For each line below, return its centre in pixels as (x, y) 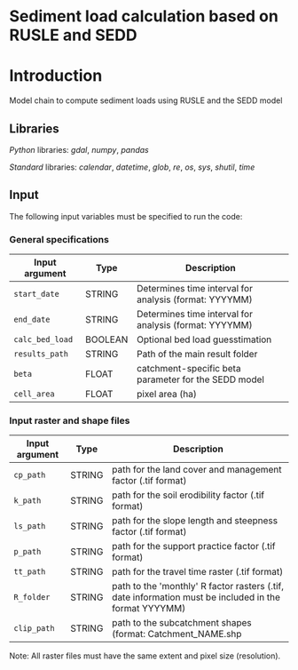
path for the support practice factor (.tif (194, 546)
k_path (27, 501)
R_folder (32, 598)
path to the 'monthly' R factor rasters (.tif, (198, 586)
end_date (32, 320)
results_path (41, 354)
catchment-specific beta (189, 369)
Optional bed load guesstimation (204, 339)
